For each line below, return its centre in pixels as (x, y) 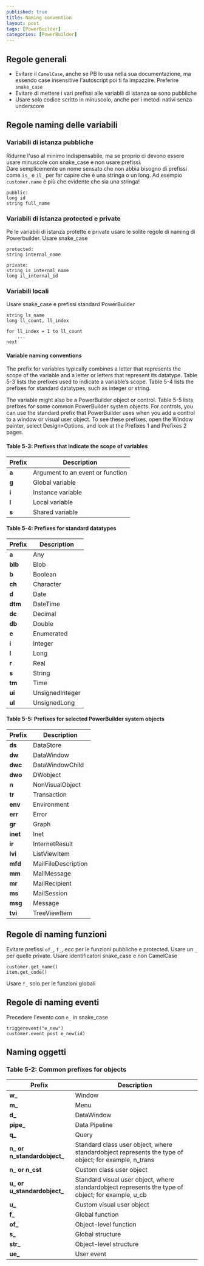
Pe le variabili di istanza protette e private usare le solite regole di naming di (101, 231)
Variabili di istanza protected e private (64, 218)
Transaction (50, 795)
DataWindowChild (59, 765)
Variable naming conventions (44, 355)
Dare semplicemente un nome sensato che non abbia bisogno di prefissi (97, 168)
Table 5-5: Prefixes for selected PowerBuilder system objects (86, 719)
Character (47, 584)
